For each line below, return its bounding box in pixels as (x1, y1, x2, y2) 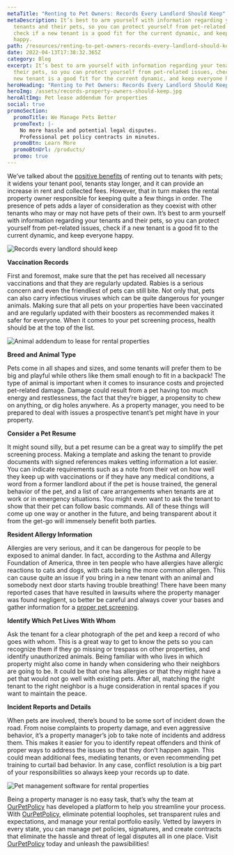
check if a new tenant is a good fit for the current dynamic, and (13, 29, 214, 37)
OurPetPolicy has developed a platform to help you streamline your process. (7, 802, 226, 810)
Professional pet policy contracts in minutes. (19, 133, 160, 140)
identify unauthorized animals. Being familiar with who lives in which (7, 652, 203, 661)
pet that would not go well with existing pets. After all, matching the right (7, 674, 215, 683)
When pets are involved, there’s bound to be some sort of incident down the (7, 716, 225, 725)
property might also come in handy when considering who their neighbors (7, 659, 220, 668)
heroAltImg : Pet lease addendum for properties (7, 95, 148, 102)
